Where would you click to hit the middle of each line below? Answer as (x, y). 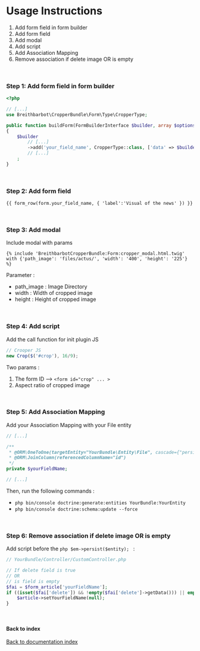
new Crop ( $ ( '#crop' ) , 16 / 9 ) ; (42, 356)
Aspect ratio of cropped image (52, 385)
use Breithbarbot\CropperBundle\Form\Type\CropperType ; (77, 114)
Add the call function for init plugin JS (53, 339)
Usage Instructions (54, 11)
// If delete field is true (41, 571)
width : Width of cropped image (54, 293)
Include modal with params (39, 243)
